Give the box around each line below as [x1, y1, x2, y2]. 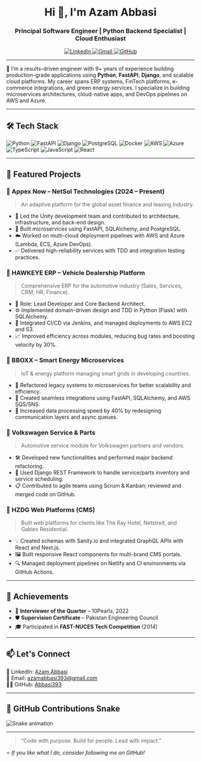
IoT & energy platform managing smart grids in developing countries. [20, 370, 190, 377]
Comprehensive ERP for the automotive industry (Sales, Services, [20, 282, 182, 290]
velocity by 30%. [14, 341, 57, 349]
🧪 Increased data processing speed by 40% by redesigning [14, 407, 162, 414]
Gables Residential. [20, 526, 69, 533]
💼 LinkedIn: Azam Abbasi [6, 668, 68, 675]
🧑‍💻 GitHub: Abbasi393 [6, 680, 62, 688]
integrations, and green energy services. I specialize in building [33, 84, 190, 92]
